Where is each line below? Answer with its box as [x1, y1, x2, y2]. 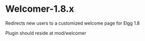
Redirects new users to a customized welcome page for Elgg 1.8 [5, 20, 140, 26]
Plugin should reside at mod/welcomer [5, 30, 87, 36]
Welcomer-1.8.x [5, 3, 75, 15]
